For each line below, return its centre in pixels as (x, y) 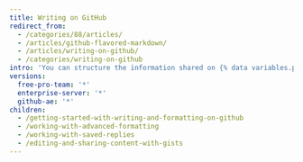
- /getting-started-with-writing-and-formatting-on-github (131, 118)
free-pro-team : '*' (54, 85)
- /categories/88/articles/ (70, 34)
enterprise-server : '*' (62, 93)
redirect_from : (38, 26)
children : (28, 110)
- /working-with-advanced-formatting (88, 127)
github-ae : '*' (46, 101)
